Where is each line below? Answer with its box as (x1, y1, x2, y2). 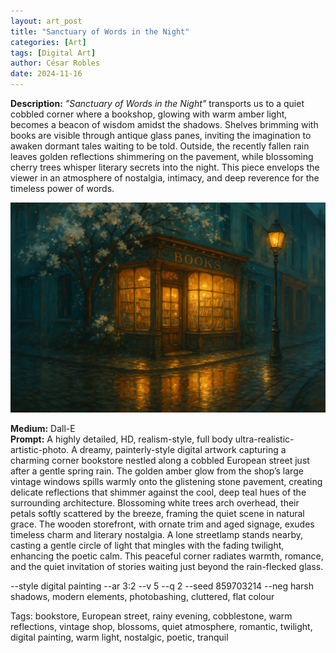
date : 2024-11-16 (10, 69, 83, 79)
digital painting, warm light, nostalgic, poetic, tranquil (10, 631, 229, 643)
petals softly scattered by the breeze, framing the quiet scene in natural (10, 507, 305, 519)
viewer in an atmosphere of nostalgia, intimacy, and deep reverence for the (10, 172, 320, 184)
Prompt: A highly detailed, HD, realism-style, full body (10, 433, 233, 445)
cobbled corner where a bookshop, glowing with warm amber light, (10, 108, 288, 120)
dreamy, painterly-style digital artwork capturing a (79, 443, 287, 455)
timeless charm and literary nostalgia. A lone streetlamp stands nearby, (10, 528, 303, 540)
